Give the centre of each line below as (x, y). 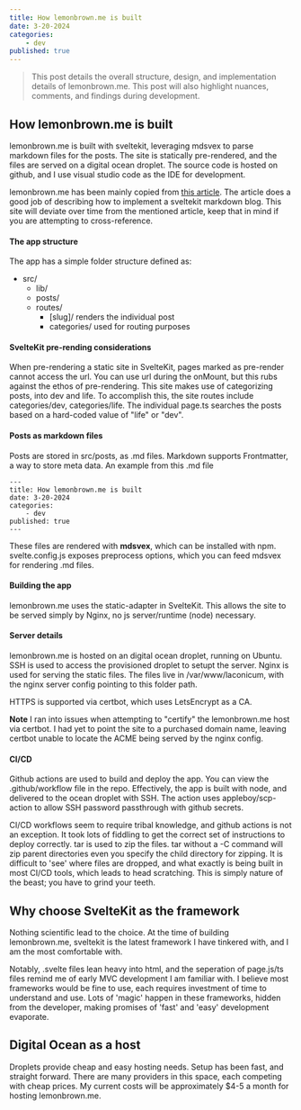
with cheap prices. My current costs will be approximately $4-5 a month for (149, 1086)
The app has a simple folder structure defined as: (101, 261)
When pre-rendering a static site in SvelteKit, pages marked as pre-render (147, 367)
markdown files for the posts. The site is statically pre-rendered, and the (143, 155)
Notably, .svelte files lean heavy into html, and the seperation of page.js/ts (147, 969)
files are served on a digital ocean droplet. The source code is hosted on (144, 165)
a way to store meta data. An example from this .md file (111, 465)
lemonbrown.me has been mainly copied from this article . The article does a (150, 192)
